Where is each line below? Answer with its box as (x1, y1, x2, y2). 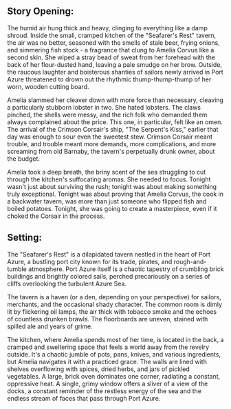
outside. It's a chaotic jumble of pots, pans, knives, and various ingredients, (7, 350, 221, 358)
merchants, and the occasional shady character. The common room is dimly (7, 300, 222, 308)
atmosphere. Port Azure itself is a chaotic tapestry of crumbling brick (28, 265, 224, 273)
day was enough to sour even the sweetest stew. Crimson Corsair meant (7, 132, 213, 141)
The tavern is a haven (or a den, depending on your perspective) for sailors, (7, 292, 221, 301)
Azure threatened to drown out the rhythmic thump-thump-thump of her (7, 75, 212, 83)
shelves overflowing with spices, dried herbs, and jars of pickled (7, 365, 190, 373)
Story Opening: (7, 6, 74, 17)
